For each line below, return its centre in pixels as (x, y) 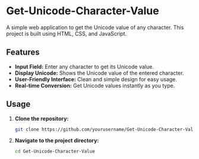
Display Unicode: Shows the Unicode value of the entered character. (99, 73)
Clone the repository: (42, 118)
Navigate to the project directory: (57, 141)
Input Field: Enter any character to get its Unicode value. (84, 66)
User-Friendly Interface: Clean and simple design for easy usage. (96, 79)
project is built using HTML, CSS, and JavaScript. (67, 33)
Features (23, 53)
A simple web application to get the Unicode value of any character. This (95, 27)
